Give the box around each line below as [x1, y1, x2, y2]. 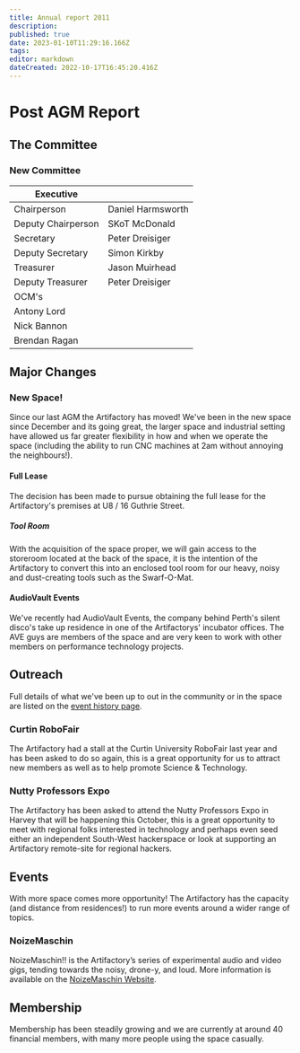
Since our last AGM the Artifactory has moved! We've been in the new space [9, 412, 292, 423]
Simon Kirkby [107, 246, 164, 259]
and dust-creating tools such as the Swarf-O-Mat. [9, 572, 194, 583]
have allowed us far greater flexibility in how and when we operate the [9, 431, 269, 442]
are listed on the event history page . [9, 700, 142, 711]
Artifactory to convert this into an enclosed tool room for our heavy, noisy [9, 562, 280, 573]
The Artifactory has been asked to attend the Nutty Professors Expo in [9, 805, 269, 816]
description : [9, 22, 58, 31]
